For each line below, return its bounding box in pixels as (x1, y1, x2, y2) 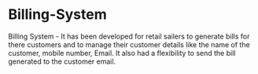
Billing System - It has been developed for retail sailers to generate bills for (8, 31, 250, 41)
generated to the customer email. (8, 57, 116, 66)
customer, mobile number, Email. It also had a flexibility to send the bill (8, 48, 236, 57)
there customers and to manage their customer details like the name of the (8, 39, 250, 49)
